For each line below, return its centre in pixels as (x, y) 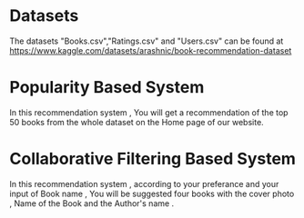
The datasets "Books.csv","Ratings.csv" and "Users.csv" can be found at (147, 41)
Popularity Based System (107, 88)
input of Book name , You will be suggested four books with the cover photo (152, 193)
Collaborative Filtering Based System (152, 159)
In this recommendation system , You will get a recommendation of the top (149, 112)
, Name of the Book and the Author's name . (92, 203)
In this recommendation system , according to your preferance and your (144, 183)
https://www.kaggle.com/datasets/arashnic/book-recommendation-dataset (151, 50)
